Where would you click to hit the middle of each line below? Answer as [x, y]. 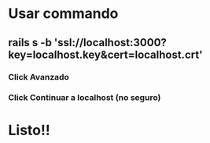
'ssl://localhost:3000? [111, 43]
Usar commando [63, 14]
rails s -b [30, 43]
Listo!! [29, 130]
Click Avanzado [39, 77]
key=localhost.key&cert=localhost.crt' [105, 54]
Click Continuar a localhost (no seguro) [85, 98]
